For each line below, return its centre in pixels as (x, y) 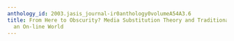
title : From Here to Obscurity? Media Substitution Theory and (101, 20)
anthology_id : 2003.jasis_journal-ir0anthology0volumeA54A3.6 (99, 14)
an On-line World (39, 26)
